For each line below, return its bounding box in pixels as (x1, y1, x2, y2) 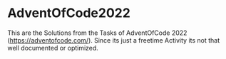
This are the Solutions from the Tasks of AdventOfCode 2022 (7, 28, 188, 37)
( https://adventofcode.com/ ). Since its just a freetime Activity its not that (7, 36, 220, 44)
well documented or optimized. (7, 43, 98, 52)
